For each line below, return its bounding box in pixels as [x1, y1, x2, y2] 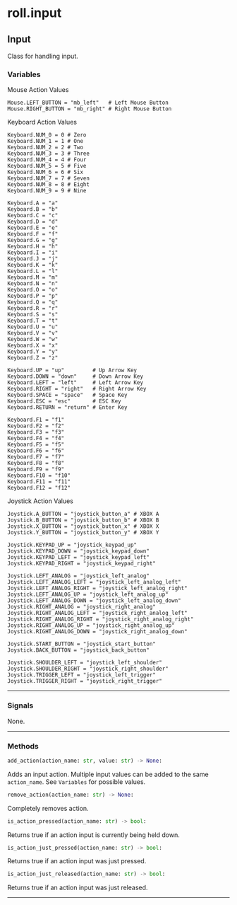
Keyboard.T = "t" [7, 317, 59, 325]
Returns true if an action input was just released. [7, 883, 148, 892]
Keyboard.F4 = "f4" [7, 435, 65, 442]
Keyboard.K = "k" [7, 262, 59, 269]
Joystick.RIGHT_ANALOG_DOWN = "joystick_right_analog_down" [7, 628, 188, 635]
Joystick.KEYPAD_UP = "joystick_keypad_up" [7, 541, 138, 549]
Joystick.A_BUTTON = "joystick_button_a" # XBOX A [7, 511, 159, 518]
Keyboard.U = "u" [7, 323, 59, 330]
